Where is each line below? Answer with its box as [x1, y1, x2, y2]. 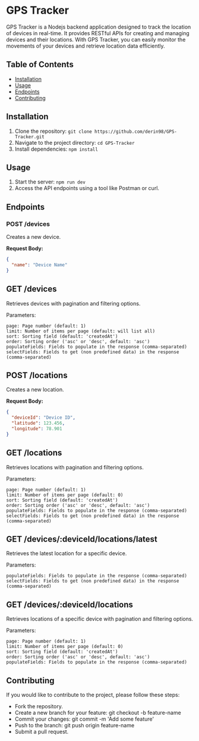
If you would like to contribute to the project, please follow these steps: [6, 691, 180, 698]
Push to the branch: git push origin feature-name [14, 721, 135, 728]
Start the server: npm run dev [14, 178, 86, 185]
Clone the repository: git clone [14, 127, 92, 135]
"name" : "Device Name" [11, 261, 68, 268]
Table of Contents [6, 60, 74, 70]
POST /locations [6, 370, 68, 380]
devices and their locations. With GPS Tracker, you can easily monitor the [6, 36, 186, 43]
